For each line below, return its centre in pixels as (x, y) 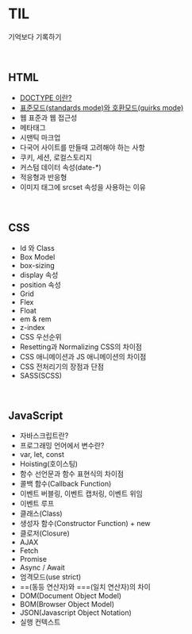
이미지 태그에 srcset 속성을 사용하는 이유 (83, 186)
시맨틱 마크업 (40, 137)
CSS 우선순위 (40, 336)
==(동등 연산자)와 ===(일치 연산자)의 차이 (85, 587)
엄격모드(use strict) (50, 577)
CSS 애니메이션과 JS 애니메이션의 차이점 (83, 356)
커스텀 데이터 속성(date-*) (60, 167)
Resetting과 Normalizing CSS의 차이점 (81, 347)
